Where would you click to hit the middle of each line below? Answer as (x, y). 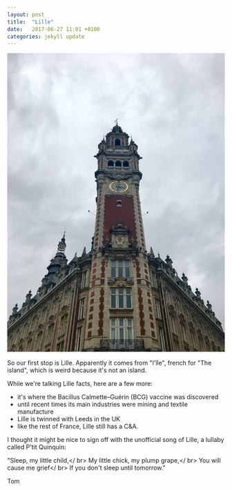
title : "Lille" (30, 22)
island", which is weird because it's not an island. (77, 370)
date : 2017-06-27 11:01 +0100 (54, 29)
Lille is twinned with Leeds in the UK (69, 419)
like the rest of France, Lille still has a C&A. (78, 426)
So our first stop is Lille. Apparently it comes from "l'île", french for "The (109, 363)
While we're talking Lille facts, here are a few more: (80, 384)
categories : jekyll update (46, 37)
